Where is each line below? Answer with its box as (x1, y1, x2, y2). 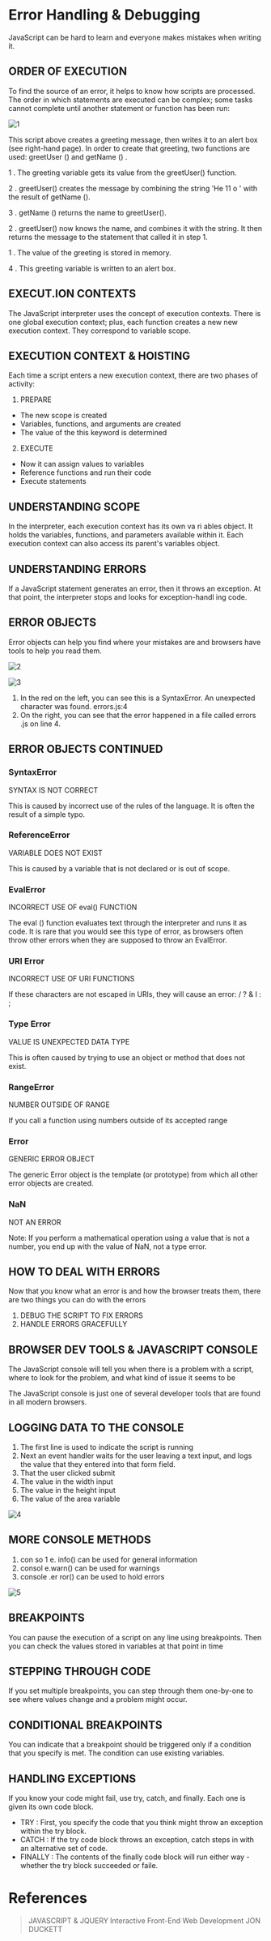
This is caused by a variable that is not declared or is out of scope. (8, 863, 231, 873)
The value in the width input (19, 1477, 113, 1486)
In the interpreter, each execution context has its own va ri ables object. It (8, 521, 253, 532)
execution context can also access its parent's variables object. (8, 539, 220, 549)
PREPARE (19, 395, 53, 404)
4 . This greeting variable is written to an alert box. (8, 263, 176, 273)
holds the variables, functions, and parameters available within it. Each (8, 530, 244, 540)
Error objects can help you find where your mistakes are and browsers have (8, 637, 261, 647)
